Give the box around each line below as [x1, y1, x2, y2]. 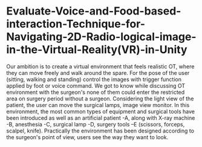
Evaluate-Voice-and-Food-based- [6, 4, 181, 18]
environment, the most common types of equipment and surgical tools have [6, 108, 195, 115]
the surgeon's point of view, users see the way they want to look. [6, 133, 169, 140]
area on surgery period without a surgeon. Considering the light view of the [6, 95, 194, 102]
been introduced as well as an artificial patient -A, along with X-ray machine [6, 114, 195, 122]
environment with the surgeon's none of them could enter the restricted [6, 88, 185, 96]
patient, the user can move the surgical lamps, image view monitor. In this [6, 101, 190, 108]
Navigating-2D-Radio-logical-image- [6, 30, 197, 44]
